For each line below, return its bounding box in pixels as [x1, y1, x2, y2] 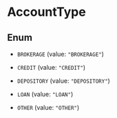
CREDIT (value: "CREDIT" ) [17, 63, 86, 71]
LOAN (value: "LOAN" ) [17, 90, 74, 98]
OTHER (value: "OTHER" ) [17, 104, 80, 111]
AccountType [7, 4, 86, 20]
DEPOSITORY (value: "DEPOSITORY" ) [17, 77, 110, 85]
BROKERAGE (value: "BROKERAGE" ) [17, 50, 105, 58]
